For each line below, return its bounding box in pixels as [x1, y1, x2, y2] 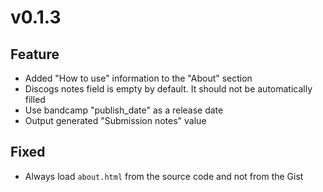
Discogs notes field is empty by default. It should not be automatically [24, 83, 313, 95]
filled [24, 94, 46, 105]
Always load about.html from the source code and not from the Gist [24, 170, 304, 182]
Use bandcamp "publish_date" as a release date [24, 104, 224, 116]
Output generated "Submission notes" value [24, 115, 207, 126]
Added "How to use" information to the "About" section [24, 72, 253, 84]
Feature [10, 46, 60, 63]
